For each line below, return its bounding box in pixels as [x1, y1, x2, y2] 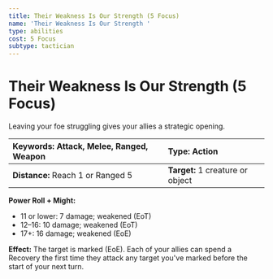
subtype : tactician [8, 42, 75, 50]
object [167, 175, 193, 186]
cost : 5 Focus [8, 34, 57, 43]
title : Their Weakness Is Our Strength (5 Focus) [8, 11, 180, 20]
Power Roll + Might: [8, 196, 76, 206]
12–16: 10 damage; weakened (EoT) [19, 220, 138, 230]
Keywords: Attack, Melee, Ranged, [12, 141, 149, 152]
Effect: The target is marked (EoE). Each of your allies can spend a [8, 245, 232, 255]
